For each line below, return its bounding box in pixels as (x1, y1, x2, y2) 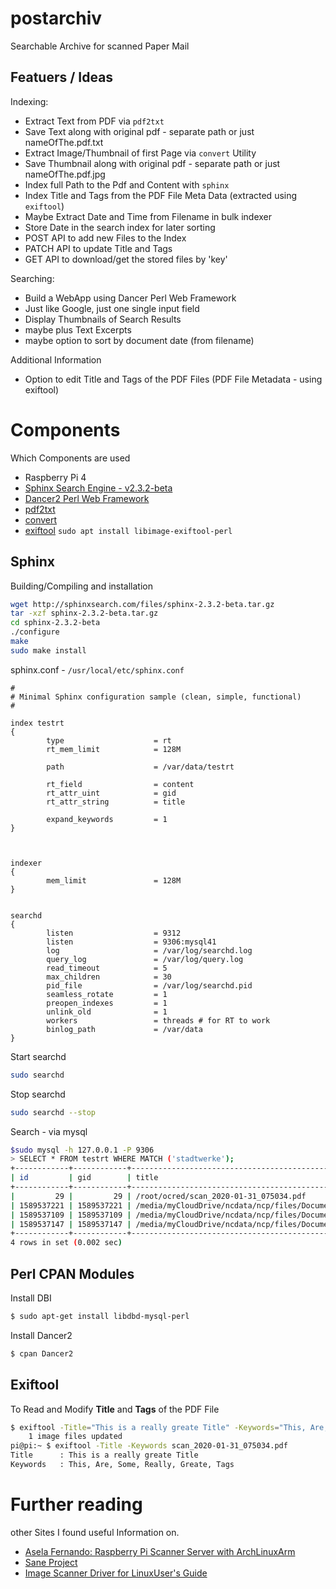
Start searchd (10, 1050, 67, 1062)
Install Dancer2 (10, 1329, 73, 1341)
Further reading (10, 1493, 143, 1516)
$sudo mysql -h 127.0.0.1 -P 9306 (10, 1145, 155, 1155)
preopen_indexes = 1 (46, 998, 168, 1008)
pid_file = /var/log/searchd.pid (46, 980, 253, 991)
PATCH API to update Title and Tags (24, 242, 173, 254)
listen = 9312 (46, 928, 182, 938)
